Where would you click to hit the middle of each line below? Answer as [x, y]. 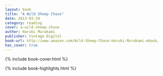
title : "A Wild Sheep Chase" [34, 14]
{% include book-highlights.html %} [41, 68]
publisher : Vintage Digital [33, 37]
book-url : [15, 41]
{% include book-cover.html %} [36, 59]
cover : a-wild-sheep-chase [32, 27]
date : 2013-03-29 [23, 18]
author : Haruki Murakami [30, 32]
